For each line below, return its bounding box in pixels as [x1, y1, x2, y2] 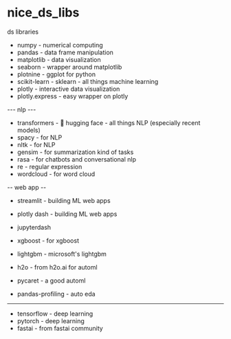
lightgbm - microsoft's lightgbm [16, 250, 107, 258]
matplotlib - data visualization [16, 55, 101, 63]
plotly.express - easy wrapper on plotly [16, 91, 129, 100]
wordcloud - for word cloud [16, 170, 96, 178]
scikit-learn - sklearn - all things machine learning [16, 77, 159, 85]
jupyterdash [16, 223, 52, 231]
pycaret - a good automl [16, 276, 86, 285]
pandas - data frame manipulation [16, 48, 113, 56]
